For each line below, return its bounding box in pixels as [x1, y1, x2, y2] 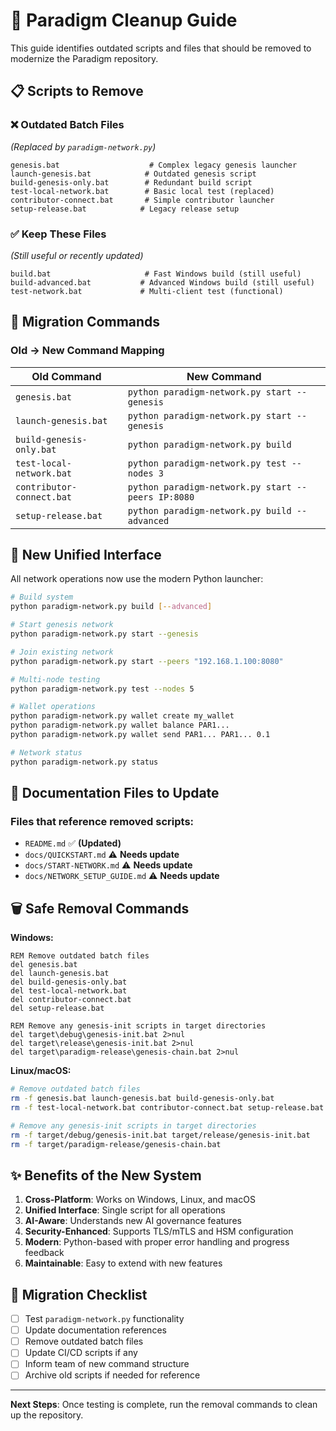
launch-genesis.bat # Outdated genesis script [10, 169, 257, 179]
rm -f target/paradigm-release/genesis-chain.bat [10, 1139, 222, 1149]
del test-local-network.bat [10, 986, 128, 996]
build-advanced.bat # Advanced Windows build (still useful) [10, 277, 315, 288]
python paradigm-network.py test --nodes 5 [10, 684, 195, 694]
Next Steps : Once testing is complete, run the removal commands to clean [10, 1399, 318, 1411]
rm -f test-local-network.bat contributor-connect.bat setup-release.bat [10, 1102, 325, 1113]
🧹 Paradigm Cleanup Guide [10, 9, 238, 32]
